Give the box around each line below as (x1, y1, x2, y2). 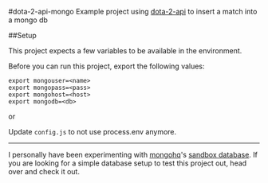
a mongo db (8, 15, 48, 25)
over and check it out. (8, 167, 80, 176)
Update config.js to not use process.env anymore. (8, 127, 177, 136)
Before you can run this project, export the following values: (8, 61, 205, 71)
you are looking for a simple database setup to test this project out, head (8, 158, 247, 168)
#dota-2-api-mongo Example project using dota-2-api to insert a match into (8, 7, 258, 16)
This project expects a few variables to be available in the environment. (8, 46, 242, 55)
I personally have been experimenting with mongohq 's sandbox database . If (8, 150, 258, 159)
